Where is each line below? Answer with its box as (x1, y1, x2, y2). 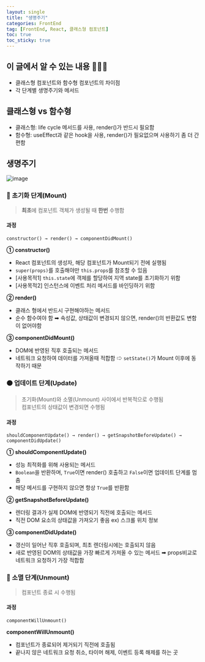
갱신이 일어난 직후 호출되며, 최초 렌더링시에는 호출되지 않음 (15, 542, 156, 549)
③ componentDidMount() (6, 334, 75, 341)
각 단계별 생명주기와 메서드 (15, 86, 80, 94)
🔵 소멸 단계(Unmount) (6, 573, 70, 582)
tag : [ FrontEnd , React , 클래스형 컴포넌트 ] (6, 26, 109, 32)
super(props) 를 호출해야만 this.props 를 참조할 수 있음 (15, 267, 148, 274)
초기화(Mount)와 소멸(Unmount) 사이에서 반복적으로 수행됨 (21, 395, 164, 403)
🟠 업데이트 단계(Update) (6, 378, 78, 387)
